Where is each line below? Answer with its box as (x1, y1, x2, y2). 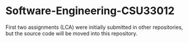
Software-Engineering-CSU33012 (5, 4, 175, 18)
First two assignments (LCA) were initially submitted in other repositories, (5, 24, 183, 31)
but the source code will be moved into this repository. (5, 29, 138, 37)
